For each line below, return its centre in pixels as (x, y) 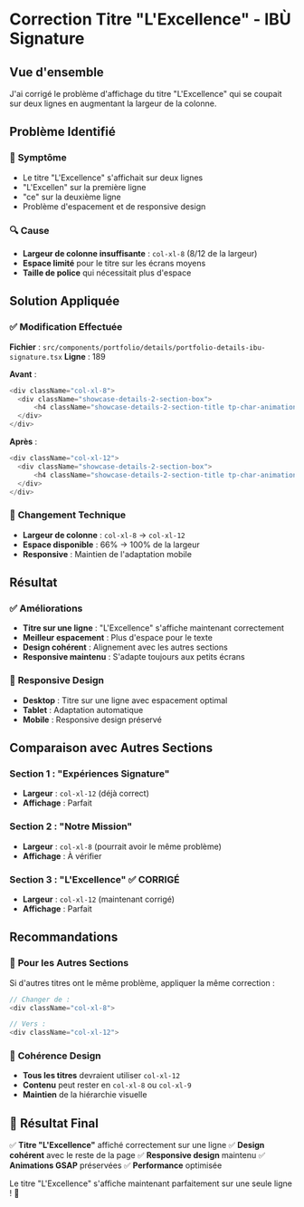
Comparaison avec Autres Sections (111, 748)
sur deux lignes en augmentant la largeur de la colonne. (113, 103)
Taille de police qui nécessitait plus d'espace (107, 273)
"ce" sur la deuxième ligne (71, 197)
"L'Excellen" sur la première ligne (84, 187)
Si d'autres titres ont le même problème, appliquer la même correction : (142, 982)
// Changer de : (40, 999)
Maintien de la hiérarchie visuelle (85, 1095)
